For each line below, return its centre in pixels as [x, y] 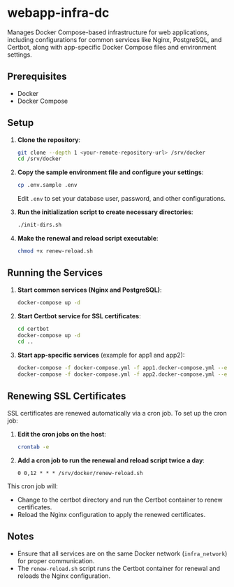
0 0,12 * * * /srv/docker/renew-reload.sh [80, 473]
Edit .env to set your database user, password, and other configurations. [121, 199]
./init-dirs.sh [39, 225]
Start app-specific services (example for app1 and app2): [101, 355]
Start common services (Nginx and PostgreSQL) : [89, 290]
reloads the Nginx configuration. [64, 576]
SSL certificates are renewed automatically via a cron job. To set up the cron [117, 413]
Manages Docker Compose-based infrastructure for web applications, [108, 32]
